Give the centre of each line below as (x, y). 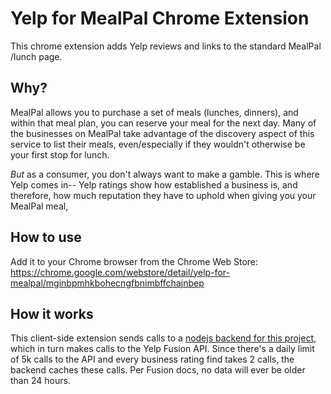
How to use (46, 237)
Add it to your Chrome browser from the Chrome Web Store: (134, 261)
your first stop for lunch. (60, 154)
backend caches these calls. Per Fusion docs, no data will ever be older (158, 370)
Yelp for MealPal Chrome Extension (160, 18)
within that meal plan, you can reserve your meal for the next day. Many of (163, 123)
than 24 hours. (40, 381)
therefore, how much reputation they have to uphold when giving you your (163, 195)
